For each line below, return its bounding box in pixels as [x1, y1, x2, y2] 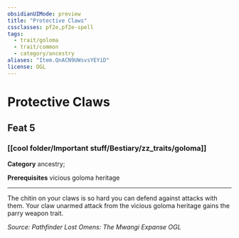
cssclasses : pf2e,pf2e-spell [7, 23, 94, 31]
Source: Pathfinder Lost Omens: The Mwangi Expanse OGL [7, 222, 181, 231]
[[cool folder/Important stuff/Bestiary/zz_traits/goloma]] [7, 144, 207, 153]
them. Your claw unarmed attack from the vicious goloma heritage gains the [7, 201, 230, 210]
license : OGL [7, 63, 46, 70]
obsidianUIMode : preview [7, 10, 81, 18]
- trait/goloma [14, 37, 59, 44]
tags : [7, 30, 23, 38]
